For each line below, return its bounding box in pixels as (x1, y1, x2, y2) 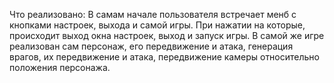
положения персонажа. (9, 62, 111, 73)
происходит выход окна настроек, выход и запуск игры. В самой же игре (9, 30, 325, 41)
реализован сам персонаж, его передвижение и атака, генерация (9, 40, 294, 52)
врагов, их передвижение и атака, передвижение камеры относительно (9, 51, 320, 63)
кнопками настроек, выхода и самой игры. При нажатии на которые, (9, 19, 306, 31)
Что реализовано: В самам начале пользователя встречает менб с (9, 9, 297, 20)
